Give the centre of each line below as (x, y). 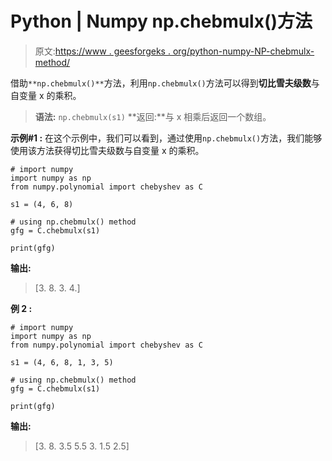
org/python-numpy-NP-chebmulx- (243, 51)
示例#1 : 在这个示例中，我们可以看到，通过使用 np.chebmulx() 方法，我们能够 (166, 138)
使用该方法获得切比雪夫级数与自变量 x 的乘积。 (107, 150)
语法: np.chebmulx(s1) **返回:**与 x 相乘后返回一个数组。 (153, 116)
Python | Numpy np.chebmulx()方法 (161, 21)
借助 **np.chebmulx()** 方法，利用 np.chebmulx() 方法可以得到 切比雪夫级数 (161, 83)
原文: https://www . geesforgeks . (102, 51)
